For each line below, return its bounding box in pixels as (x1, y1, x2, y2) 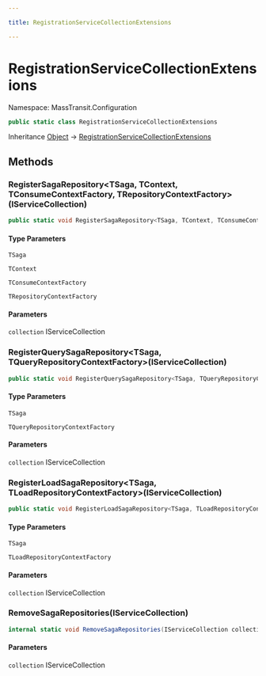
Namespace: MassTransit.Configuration (8, 102, 137, 112)
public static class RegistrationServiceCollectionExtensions (8, 118, 218, 126)
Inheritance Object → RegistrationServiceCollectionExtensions (8, 132, 211, 142)
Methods (8, 155, 54, 169)
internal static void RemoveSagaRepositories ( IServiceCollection (8, 625, 228, 633)
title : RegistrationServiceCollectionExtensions (8, 18, 172, 26)
